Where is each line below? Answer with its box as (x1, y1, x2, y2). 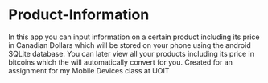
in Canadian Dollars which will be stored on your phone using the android (8, 40, 251, 49)
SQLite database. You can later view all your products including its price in (8, 49, 255, 58)
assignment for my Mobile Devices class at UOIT (8, 65, 170, 75)
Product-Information (8, 6, 150, 24)
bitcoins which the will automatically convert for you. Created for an (8, 57, 233, 67)
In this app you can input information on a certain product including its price (8, 32, 260, 41)
